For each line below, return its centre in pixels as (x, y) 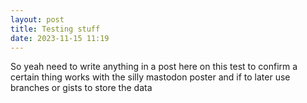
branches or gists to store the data (81, 88)
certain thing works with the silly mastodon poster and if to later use (150, 77)
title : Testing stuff (55, 29)
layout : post (37, 19)
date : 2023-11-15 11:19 (60, 38)
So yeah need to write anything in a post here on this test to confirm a (154, 67)
